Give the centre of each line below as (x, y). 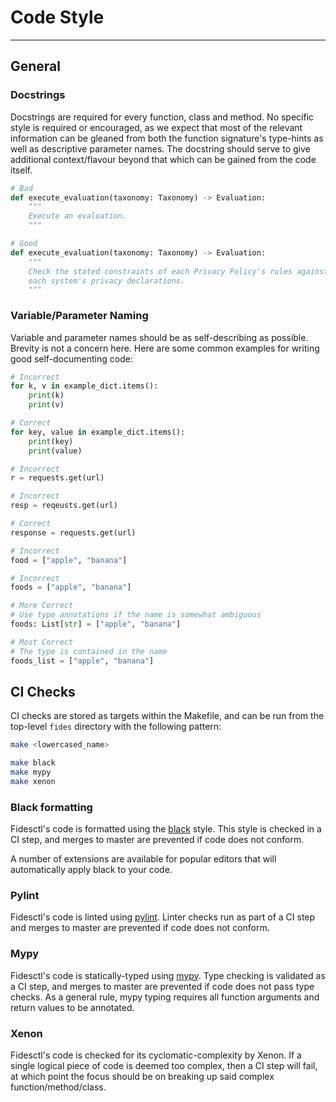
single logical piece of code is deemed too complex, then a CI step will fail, (164, 1066)
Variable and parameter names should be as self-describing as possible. (159, 337)
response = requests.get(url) (73, 532)
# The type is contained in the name (89, 651)
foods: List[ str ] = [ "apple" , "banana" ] (96, 624)
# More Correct (42, 606)
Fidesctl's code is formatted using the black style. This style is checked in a (166, 829)
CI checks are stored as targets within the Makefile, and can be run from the (167, 716)
